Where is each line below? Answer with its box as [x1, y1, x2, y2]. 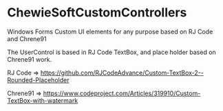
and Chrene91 [7, 34, 47, 42]
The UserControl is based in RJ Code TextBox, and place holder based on [7, 48, 217, 56]
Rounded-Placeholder [7, 75, 70, 84]
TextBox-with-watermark [7, 96, 78, 104]
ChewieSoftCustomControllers [7, 5, 187, 21]
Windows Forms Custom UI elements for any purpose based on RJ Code [7, 27, 213, 36]
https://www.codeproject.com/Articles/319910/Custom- [43, 89, 201, 97]
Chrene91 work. [7, 55, 52, 63]
